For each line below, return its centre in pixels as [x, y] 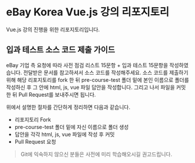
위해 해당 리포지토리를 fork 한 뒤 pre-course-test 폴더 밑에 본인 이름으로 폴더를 [98, 79]
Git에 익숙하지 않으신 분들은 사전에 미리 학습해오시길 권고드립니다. [96, 154]
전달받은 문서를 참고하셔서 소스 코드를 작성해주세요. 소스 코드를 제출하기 [106, 72]
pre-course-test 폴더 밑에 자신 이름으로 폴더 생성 [72, 127]
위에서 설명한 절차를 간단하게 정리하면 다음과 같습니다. [68, 107]
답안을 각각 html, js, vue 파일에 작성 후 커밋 [65, 134]
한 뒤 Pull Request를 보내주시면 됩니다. [51, 94]
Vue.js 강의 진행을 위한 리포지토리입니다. [53, 29]
